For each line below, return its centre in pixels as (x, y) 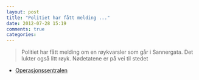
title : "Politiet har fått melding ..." (58, 18)
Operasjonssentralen (41, 70)
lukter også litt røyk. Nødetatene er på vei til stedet (85, 59)
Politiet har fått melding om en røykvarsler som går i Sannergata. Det (107, 52)
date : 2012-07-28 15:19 (37, 23)
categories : (21, 35)
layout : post (23, 12)
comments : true (26, 29)
